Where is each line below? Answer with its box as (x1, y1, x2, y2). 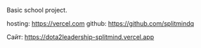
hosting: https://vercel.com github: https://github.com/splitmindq (6, 19, 195, 27)
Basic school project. (6, 6, 67, 14)
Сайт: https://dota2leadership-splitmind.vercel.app (6, 33, 155, 41)
